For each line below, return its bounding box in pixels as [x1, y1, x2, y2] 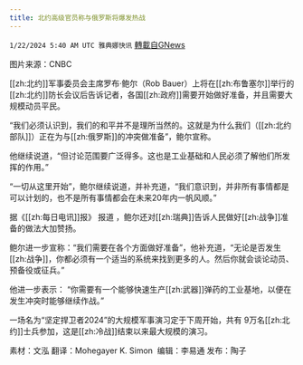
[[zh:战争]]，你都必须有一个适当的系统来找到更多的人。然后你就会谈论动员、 [9, 253, 294, 264]
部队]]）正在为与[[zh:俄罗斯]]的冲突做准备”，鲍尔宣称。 [9, 130, 216, 141]
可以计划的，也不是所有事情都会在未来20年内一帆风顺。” [9, 192, 217, 203]
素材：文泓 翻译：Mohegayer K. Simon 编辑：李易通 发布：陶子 [9, 345, 247, 356]
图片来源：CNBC [9, 58, 72, 69]
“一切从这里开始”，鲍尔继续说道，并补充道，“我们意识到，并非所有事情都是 [9, 180, 289, 191]
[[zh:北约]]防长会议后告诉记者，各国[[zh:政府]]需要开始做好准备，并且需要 [9, 89, 285, 100]
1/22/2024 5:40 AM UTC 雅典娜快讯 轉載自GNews [9, 39, 185, 50]
